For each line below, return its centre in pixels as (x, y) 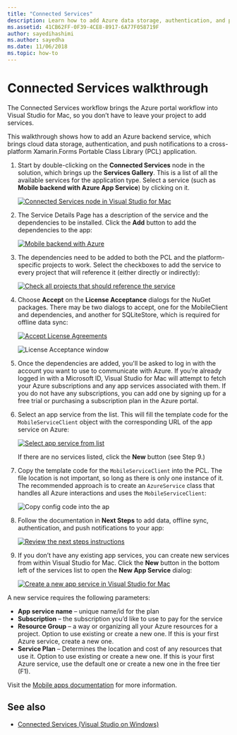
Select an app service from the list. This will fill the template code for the (123, 414)
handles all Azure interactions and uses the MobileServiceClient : (112, 493)
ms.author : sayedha (36, 40)
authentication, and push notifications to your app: (91, 527)
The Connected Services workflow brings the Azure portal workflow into (113, 107)
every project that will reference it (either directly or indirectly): (109, 272)
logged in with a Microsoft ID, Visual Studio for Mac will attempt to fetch (122, 378)
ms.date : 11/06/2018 (38, 47)
